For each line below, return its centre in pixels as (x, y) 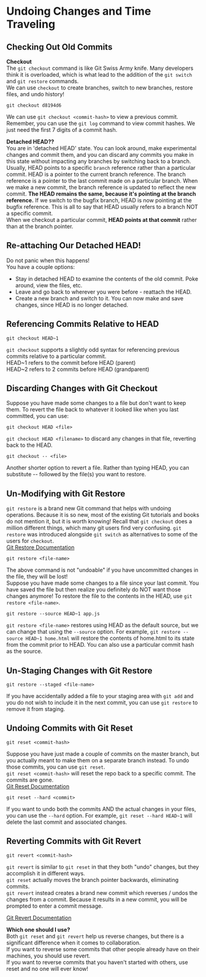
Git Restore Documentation (40, 547)
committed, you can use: (38, 416)
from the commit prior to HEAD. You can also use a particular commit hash (100, 645)
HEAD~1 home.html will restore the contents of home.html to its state (110, 638)
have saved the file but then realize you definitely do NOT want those (93, 590)
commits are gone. (30, 780)
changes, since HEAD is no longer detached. (72, 305)
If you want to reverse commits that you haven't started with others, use (97, 962)
